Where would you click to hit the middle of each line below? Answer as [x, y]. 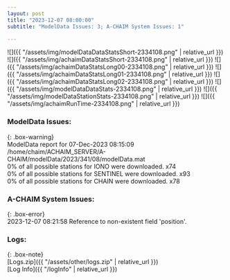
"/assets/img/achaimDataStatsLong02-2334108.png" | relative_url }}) [115, 82]
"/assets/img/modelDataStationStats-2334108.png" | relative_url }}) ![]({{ [111, 96]
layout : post [26, 14]
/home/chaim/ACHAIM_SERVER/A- [56, 151]
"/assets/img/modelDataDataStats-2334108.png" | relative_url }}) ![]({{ [117, 89]
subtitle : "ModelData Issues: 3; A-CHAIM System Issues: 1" [96, 26]
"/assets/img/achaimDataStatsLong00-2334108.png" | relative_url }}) [115, 67]
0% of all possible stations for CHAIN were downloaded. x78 [94, 181]
